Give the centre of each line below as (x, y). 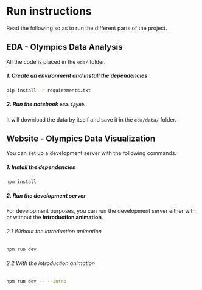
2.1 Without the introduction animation (54, 231)
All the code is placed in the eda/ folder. (56, 61)
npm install (21, 182)
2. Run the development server (46, 195)
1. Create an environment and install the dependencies (77, 76)
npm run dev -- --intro (37, 281)
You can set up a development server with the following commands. (92, 153)
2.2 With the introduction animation (51, 263)
